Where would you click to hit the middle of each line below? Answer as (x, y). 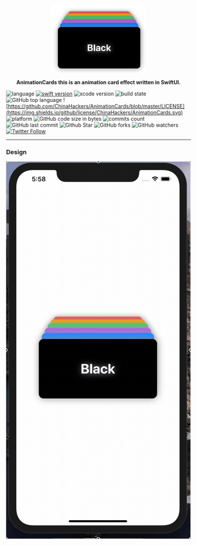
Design (16, 152)
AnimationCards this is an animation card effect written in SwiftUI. (98, 82)
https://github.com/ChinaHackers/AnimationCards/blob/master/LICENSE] (96, 106)
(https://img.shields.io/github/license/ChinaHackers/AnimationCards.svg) (94, 113)
